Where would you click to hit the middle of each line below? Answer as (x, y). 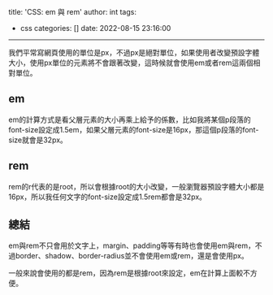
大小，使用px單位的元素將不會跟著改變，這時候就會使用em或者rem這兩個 (131, 63)
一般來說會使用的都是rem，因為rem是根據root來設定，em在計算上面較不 (129, 273)
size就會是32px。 (38, 140)
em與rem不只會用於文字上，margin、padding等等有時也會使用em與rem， (132, 245)
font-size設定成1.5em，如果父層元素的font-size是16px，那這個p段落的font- (134, 129)
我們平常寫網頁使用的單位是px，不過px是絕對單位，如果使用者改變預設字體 (134, 52)
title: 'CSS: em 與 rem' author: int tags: (72, 12)
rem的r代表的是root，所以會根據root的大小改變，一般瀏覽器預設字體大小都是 (136, 186)
